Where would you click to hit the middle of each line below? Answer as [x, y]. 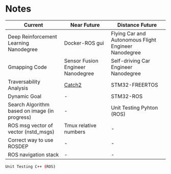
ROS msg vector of [31, 125]
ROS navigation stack [34, 154]
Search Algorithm [29, 105]
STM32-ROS [127, 96]
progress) [20, 117]
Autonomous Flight [134, 40]
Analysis [18, 88]
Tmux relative [80, 125]
